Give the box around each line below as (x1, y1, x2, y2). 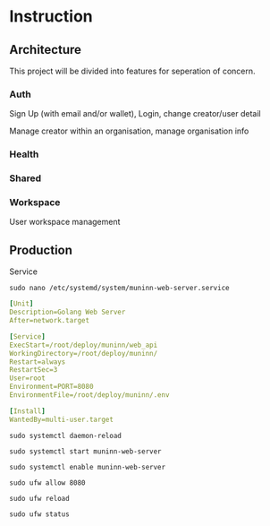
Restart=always (9, 357, 66, 366)
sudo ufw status (9, 509, 70, 519)
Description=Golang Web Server (9, 307, 126, 317)
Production (9, 242, 73, 257)
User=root (9, 374, 46, 383)
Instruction (9, 6, 93, 27)
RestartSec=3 (9, 366, 58, 375)
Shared (9, 172, 42, 185)
